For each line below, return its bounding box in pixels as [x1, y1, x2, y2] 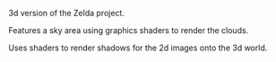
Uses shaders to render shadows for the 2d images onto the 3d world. [8, 42, 268, 53]
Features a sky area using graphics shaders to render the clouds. [8, 25, 249, 35]
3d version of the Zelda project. [8, 8, 125, 18]
